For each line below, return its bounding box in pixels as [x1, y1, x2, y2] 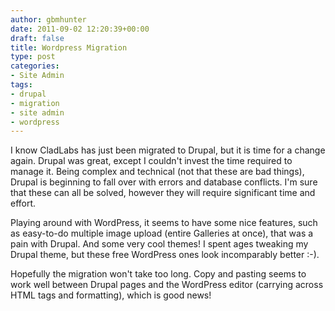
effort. [10, 197, 37, 210]
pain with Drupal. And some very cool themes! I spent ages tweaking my [10, 238, 309, 250]
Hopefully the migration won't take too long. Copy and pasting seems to [10, 268, 307, 280]
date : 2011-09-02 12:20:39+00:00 [10, 24, 150, 34]
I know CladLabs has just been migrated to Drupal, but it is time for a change [10, 144, 326, 156]
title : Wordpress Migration [10, 42, 128, 53]
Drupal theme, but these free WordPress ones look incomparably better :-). [10, 249, 320, 261]
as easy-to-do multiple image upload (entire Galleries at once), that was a [10, 227, 314, 240]
